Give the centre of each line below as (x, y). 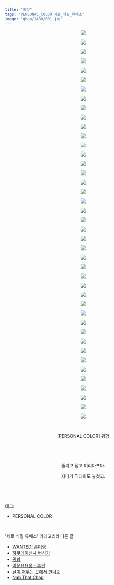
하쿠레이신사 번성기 (31, 553)
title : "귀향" (19, 10)
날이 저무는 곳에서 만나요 (36, 572)
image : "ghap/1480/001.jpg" (34, 19)
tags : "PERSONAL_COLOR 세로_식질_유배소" (45, 14)
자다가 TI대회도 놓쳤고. (83, 476)
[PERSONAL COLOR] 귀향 (83, 436)
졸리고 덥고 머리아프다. (83, 466)
